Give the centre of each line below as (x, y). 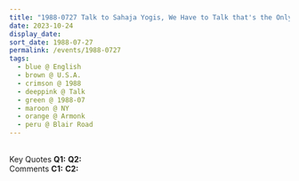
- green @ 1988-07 (52, 100)
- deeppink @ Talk (52, 91)
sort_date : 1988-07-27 (51, 42)
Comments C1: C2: (44, 169)
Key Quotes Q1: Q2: (45, 159)
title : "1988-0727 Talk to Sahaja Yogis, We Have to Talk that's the (141, 17)
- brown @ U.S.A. (49, 75)
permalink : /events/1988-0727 (65, 51)
